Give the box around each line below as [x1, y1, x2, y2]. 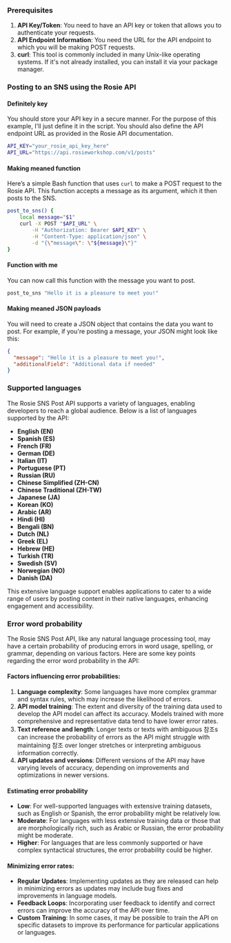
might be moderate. [17, 831, 74, 840]
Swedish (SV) [17, 559, 57, 567]
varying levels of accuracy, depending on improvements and [17, 764, 190, 772]
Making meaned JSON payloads [7, 304, 101, 312]
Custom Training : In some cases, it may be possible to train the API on [17, 913, 219, 922]
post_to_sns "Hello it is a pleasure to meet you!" [7, 289, 159, 297]
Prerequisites [7, 6, 53, 15]
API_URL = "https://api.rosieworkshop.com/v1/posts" [7, 149, 156, 157]
